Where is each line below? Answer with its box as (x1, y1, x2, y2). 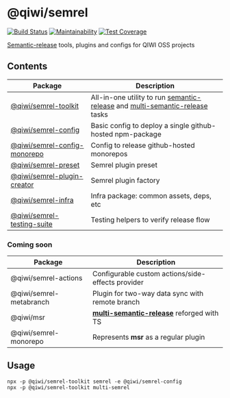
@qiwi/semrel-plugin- (10, 171, 84, 181)
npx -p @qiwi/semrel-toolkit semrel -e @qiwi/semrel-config (7, 378, 183, 385)
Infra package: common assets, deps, (90, 190, 212, 200)
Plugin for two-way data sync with (92, 289, 204, 299)
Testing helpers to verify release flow (90, 214, 210, 224)
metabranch (10, 297, 50, 307)
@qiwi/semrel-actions (10, 273, 83, 283)
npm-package (114, 129, 162, 138)
